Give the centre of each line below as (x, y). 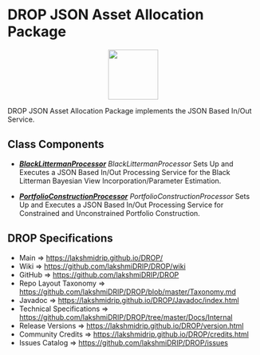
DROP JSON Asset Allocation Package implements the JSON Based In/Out (130, 110)
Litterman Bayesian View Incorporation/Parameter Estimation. (120, 181)
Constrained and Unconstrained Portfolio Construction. (109, 213)
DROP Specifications (60, 239)
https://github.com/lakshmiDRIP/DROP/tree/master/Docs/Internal (126, 317)
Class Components (56, 144)
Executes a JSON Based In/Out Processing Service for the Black (124, 172)
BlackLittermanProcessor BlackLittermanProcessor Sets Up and (126, 164)
